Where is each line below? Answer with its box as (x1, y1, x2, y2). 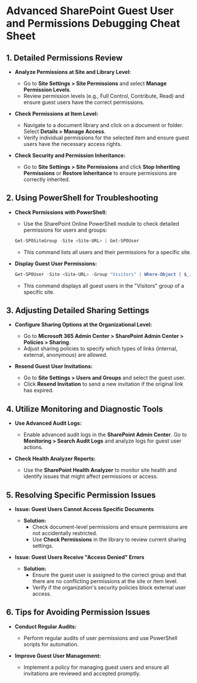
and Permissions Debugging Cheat (6, 17, 180, 30)
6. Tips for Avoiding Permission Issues (6, 607, 150, 617)
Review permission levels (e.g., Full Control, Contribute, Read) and (23, 93, 185, 99)
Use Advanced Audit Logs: (14, 419, 82, 427)
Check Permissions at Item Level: (14, 110, 98, 117)
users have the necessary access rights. (23, 141, 122, 147)
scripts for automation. (23, 640, 79, 648)
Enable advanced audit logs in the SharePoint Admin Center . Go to (23, 431, 187, 438)
